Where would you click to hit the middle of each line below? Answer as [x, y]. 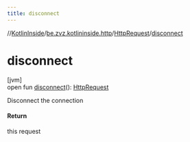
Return [17, 116]
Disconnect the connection [45, 100]
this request [24, 131]
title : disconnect [33, 13]
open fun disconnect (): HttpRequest [58, 87]
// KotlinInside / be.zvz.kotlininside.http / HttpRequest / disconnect [95, 33]
